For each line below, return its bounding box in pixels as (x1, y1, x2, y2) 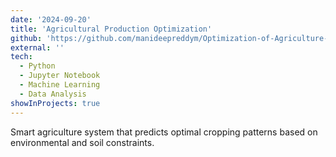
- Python (19, 61, 56, 71)
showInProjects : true (10, 98, 101, 108)
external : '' (10, 42, 65, 53)
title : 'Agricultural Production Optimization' (10, 24, 213, 34)
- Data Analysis (19, 89, 87, 99)
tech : (10, 52, 33, 62)
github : (10, 33, 43, 43)
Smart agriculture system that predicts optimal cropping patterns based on (10, 126, 318, 138)
